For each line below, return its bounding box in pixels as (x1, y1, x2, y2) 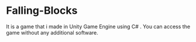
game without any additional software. (6, 29, 98, 36)
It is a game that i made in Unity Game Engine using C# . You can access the (6, 23, 191, 30)
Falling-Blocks (6, 4, 78, 17)
